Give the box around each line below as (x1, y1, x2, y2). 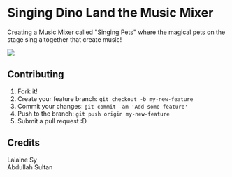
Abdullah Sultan (7, 162, 53, 171)
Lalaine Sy (7, 155, 37, 164)
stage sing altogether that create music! (7, 35, 122, 43)
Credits (7, 137, 41, 149)
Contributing (7, 68, 64, 81)
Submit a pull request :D (17, 116, 87, 125)
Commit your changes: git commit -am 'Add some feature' (17, 102, 189, 110)
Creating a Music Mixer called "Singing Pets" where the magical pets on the (7, 28, 226, 36)
